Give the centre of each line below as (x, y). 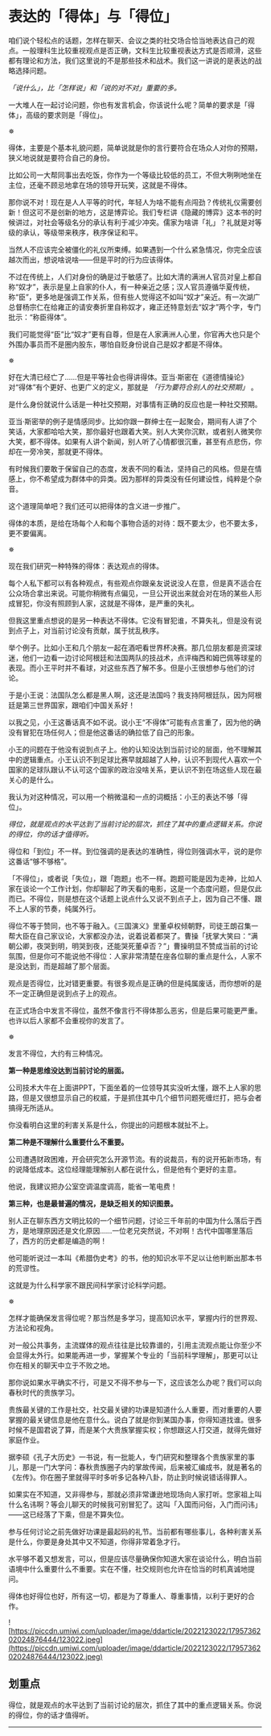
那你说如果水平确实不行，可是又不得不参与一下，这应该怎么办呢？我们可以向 (135, 1382)
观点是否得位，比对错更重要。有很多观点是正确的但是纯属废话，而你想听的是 (135, 983)
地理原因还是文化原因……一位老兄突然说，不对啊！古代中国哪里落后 (141, 1230)
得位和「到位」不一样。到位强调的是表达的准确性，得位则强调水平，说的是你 (135, 851)
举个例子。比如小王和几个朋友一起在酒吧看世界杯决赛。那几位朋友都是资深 (131, 647)
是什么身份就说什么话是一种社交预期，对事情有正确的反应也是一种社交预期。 (135, 404)
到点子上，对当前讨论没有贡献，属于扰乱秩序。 (86, 631)
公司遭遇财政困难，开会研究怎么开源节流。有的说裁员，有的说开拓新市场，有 (135, 1159)
